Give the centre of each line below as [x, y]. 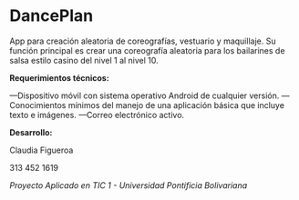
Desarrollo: [31, 132]
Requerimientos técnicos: [59, 77]
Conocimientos [38, 105]
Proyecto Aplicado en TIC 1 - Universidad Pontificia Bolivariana [129, 185]
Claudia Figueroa [41, 150]
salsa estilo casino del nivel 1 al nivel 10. [84, 60]
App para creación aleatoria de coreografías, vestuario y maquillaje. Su [143, 41]
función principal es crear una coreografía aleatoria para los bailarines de [147, 50]
